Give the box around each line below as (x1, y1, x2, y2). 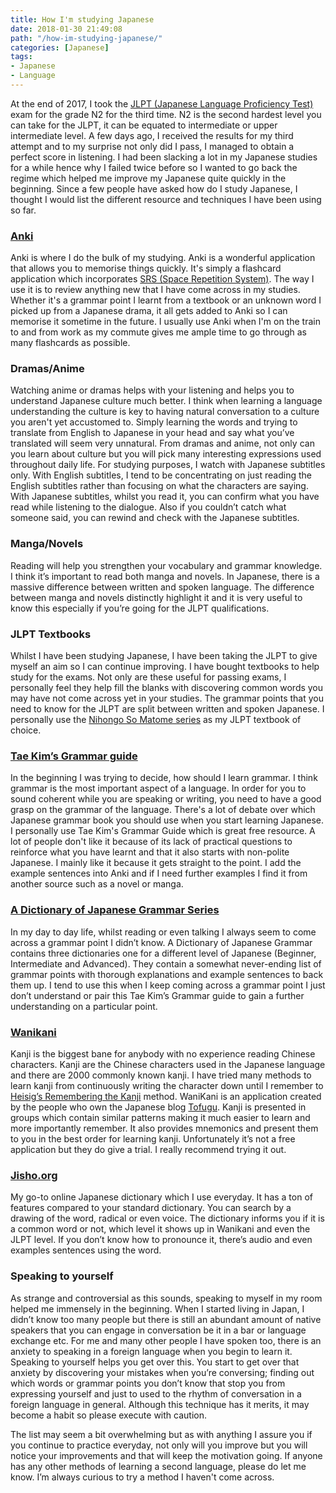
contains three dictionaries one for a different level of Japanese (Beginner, (10, 947, 317, 959)
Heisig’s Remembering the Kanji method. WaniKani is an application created (10, 1090, 322, 1102)
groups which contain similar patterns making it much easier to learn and (10, 1111, 311, 1123)
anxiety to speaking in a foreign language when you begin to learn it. (10, 1345, 293, 1357)
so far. (10, 204, 37, 216)
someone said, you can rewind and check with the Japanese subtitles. (10, 512, 300, 524)
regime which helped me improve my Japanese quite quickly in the (10, 172, 287, 184)
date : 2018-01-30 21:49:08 (10, 24, 123, 34)
